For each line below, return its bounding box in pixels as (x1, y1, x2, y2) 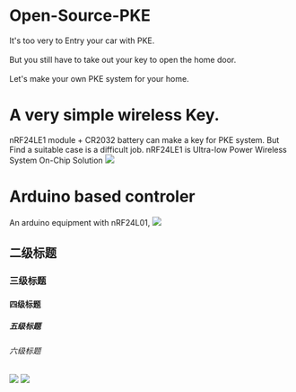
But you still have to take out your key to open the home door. (9, 54, 237, 65)
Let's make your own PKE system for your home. (9, 73, 190, 84)
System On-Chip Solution (9, 155, 103, 165)
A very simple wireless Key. (9, 105, 220, 126)
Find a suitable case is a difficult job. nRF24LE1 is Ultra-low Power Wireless (9, 144, 287, 155)
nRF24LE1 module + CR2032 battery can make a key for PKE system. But (9, 134, 280, 145)
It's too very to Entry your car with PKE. (9, 35, 155, 46)
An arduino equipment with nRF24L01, (9, 217, 151, 227)
